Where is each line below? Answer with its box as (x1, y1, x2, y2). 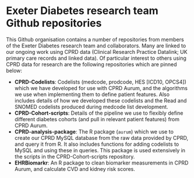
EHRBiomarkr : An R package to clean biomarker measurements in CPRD (14, 159, 189, 166)
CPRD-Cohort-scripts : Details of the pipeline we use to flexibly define (14, 109, 184, 117)
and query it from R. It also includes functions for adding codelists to (14, 141, 179, 148)
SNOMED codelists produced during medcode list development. (14, 103, 168, 110)
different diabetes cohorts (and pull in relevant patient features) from (14, 115, 179, 122)
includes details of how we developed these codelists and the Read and (14, 97, 187, 104)
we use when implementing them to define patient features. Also (14, 91, 170, 98)
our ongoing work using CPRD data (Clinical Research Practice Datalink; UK (6, 48, 188, 55)
